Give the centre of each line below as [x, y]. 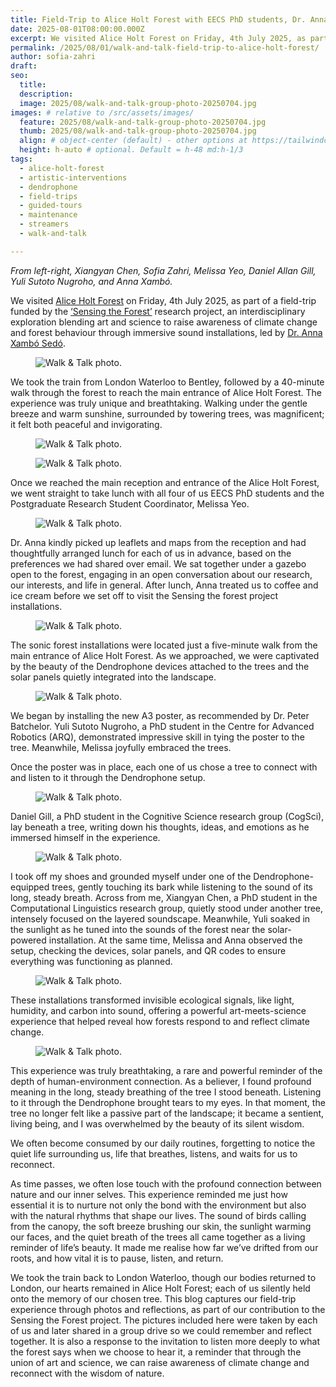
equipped [30, 887]
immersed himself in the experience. [85, 837]
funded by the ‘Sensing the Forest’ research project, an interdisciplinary [158, 311]
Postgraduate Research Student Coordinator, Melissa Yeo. [130, 503]
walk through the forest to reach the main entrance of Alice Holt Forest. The [166, 392]
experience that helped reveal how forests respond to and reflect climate [160, 1021]
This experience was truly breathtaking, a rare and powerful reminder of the [166, 1070]
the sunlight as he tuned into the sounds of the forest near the [138, 929]
